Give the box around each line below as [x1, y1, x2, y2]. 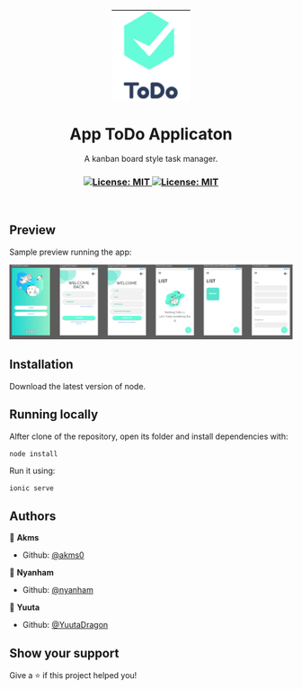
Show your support [9, 645, 120, 661]
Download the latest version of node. [9, 380, 147, 391]
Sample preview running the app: [9, 246, 132, 257]
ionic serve [9, 483, 54, 493]
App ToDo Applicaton [69, 123, 233, 144]
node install [9, 449, 58, 459]
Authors [9, 508, 57, 523]
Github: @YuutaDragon [22, 620, 109, 631]
